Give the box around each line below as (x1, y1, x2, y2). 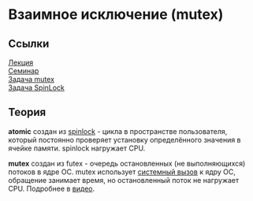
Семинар (8, 66, 39, 76)
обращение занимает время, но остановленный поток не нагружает (8, 175, 240, 184)
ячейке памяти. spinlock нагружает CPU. (8, 143, 146, 153)
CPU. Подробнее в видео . (8, 184, 95, 193)
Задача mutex (8, 75, 55, 84)
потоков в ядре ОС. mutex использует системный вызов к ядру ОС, (8, 167, 236, 177)
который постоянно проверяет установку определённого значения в (8, 135, 242, 144)
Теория (8, 106, 47, 119)
